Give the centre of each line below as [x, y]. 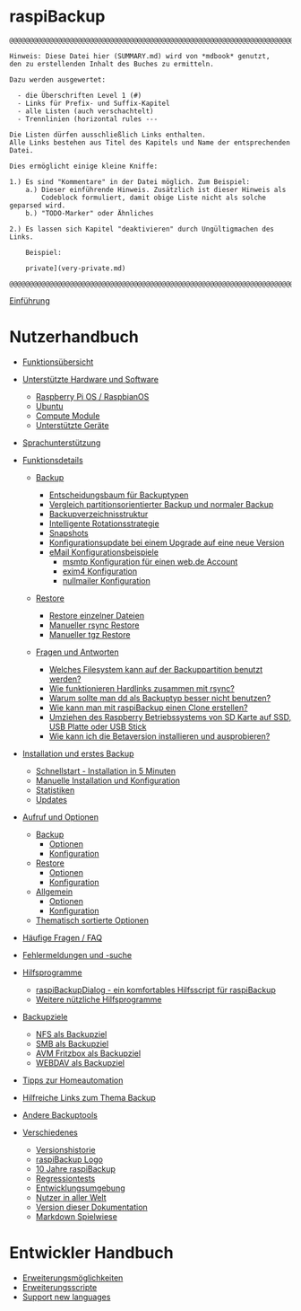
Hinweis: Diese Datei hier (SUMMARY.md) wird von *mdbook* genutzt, [140, 56]
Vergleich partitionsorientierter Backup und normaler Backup [161, 504]
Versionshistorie [65, 1149]
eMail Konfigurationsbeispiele [104, 552]
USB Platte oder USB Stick [98, 726]
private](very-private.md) [76, 268]
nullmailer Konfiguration [106, 580]
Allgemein [54, 892]
